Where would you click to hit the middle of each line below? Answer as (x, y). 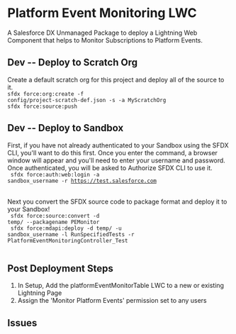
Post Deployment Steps (60, 268)
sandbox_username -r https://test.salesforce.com (82, 181)
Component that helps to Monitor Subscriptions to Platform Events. (105, 40)
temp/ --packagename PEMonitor (54, 222)
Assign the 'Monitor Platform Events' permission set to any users (112, 301)
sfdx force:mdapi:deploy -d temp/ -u (66, 228)
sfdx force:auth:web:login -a (55, 174)
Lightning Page (40, 293)
